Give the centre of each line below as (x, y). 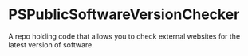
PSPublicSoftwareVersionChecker (124, 15)
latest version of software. (51, 44)
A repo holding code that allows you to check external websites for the (124, 36)
